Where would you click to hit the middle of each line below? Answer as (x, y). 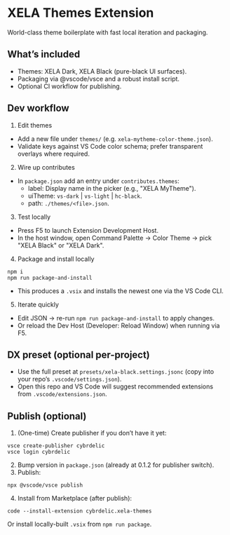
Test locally (34, 217)
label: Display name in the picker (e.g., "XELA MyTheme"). (112, 188)
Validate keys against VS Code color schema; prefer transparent (110, 146)
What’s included (44, 54)
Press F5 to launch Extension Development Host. (88, 230)
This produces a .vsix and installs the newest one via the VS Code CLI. (121, 291)
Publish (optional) (47, 416)
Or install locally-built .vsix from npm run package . (80, 524)
